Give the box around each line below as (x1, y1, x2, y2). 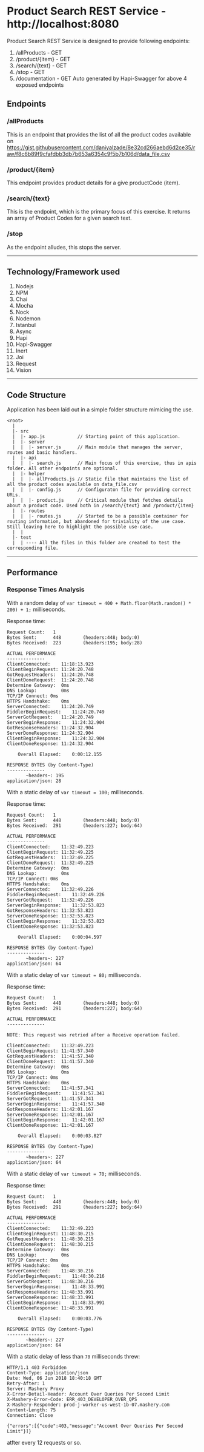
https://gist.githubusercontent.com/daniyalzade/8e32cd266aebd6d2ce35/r (7, 144, 196, 151)
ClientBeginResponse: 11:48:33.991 (7, 1300, 105, 1306)
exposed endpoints (15, 81, 64, 89)
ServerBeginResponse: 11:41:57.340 (7, 1101, 105, 1107)
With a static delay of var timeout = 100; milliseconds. (7, 788, 144, 795)
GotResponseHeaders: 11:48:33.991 (7, 1289, 94, 1295)
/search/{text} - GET (15, 62, 67, 69)
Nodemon (15, 315, 41, 322)
